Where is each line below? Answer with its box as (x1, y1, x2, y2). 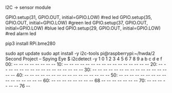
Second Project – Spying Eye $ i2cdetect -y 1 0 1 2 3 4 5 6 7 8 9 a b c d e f (5, 56, 163, 62)
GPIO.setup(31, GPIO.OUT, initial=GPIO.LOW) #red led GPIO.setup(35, (5, 14, 152, 20)
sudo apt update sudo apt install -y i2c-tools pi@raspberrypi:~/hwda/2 (5, 51, 155, 56)
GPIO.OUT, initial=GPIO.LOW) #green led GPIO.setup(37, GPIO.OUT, (5, 20, 148, 26)
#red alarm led (5, 31, 36, 36)
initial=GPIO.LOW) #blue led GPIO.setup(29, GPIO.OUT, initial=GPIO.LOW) (5, 25, 161, 31)
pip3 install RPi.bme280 (5, 40, 55, 46)
